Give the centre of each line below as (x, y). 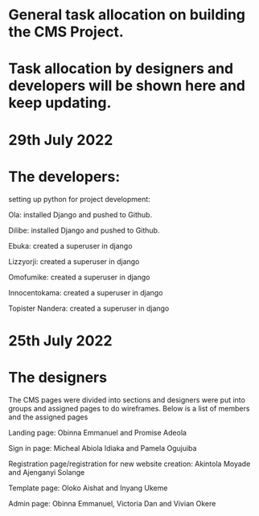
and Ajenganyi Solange (47, 472)
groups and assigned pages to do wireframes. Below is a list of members (129, 408)
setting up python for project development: (79, 199)
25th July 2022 (60, 341)
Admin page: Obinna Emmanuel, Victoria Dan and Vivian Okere (112, 503)
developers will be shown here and (127, 86)
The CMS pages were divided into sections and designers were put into (127, 399)
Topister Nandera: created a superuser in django (89, 308)
